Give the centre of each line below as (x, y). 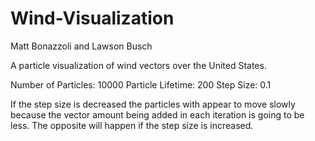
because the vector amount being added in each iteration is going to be (157, 114)
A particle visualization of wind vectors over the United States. (138, 65)
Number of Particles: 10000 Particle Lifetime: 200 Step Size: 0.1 (141, 84)
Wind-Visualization (92, 18)
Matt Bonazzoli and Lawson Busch (81, 46)
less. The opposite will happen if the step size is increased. (132, 125)
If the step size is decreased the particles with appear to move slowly (153, 104)
